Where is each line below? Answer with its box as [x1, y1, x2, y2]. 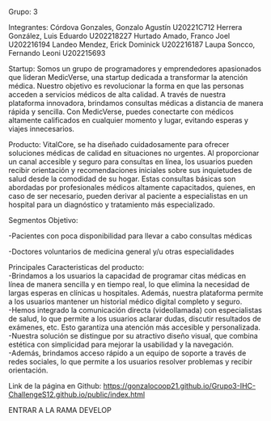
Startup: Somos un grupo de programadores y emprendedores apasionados [8, 64, 261, 74]
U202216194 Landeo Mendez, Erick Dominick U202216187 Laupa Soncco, [8, 40, 256, 49]
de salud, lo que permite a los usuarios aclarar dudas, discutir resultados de [8, 314, 261, 323]
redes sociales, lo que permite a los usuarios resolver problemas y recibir [8, 357, 253, 366]
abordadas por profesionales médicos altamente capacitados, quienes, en [8, 183, 256, 192]
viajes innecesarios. [8, 124, 75, 133]
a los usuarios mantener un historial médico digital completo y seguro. [8, 297, 243, 306]
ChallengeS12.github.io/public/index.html [8, 389, 146, 399]
